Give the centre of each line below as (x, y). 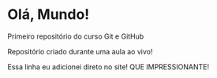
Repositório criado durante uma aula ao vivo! (80, 51)
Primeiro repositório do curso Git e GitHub (76, 36)
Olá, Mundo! (49, 15)
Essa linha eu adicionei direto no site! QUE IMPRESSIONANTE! (108, 67)
